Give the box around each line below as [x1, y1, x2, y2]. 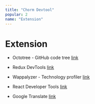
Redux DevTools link [12, 64, 54, 70]
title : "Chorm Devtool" [5, 7, 55, 12]
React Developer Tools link [12, 83, 67, 90]
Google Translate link [12, 93, 56, 99]
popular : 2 [5, 12, 28, 17]
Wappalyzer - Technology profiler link [12, 74, 90, 80]
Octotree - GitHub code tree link [12, 54, 79, 60]
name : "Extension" [5, 16, 43, 21]
